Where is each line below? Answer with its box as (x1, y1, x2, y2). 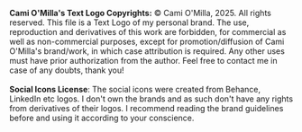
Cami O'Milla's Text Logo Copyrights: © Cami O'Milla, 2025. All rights (9, 8, 272, 18)
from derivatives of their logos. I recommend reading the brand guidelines (9, 103, 284, 113)
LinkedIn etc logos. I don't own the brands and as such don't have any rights (9, 93, 294, 104)
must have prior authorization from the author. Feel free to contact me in (9, 56, 278, 66)
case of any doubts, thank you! (9, 65, 124, 75)
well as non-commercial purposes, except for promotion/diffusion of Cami (9, 36, 285, 47)
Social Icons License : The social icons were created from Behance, (9, 84, 261, 94)
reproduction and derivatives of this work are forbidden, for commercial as (9, 27, 287, 37)
